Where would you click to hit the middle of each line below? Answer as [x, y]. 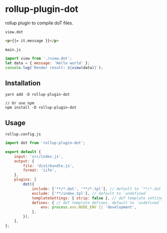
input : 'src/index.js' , [39, 156]
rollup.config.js [23, 134]
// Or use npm [20, 103]
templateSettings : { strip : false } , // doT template [88, 198]
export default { [23, 152]
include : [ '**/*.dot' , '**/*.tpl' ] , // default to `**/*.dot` [97, 189]
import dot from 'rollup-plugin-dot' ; [45, 143]
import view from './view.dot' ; [39, 58]
